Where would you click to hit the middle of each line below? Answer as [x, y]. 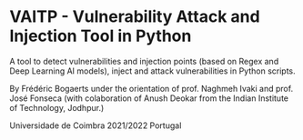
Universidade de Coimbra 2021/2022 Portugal [96, 125]
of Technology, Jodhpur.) [57, 107]
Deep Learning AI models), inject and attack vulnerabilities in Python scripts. [152, 71]
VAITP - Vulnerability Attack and [135, 17]
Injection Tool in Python [101, 36]
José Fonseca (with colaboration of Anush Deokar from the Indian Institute [149, 98]
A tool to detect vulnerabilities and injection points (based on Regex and [144, 61]
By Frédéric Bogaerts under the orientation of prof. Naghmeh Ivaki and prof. [151, 88]
